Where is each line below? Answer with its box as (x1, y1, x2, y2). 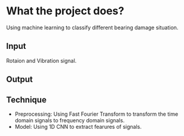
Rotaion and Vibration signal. (6, 57, 77, 64)
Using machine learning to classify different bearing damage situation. (6, 24, 179, 31)
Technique (6, 94, 46, 105)
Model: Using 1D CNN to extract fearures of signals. (14, 123, 142, 130)
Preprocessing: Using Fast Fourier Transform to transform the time (14, 110, 179, 118)
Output (6, 75, 33, 85)
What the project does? (6, 4, 124, 18)
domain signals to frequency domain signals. (14, 116, 125, 123)
